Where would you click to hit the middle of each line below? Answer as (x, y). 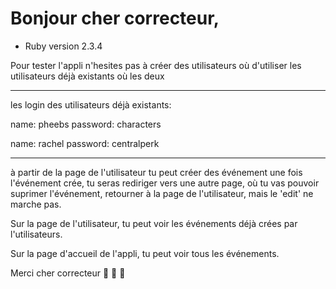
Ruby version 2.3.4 (63, 46)
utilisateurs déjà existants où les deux (87, 76)
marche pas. (36, 204)
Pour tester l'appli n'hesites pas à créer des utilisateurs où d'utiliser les (156, 65)
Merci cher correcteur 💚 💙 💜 (68, 273)
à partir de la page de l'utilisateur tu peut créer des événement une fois (156, 172)
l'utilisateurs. (36, 234)
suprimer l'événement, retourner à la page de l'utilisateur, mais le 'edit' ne (162, 193)
